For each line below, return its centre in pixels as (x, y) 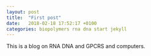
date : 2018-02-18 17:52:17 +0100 (52, 23)
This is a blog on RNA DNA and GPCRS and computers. (76, 46)
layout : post (23, 12)
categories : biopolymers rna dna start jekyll (67, 29)
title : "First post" (34, 18)
